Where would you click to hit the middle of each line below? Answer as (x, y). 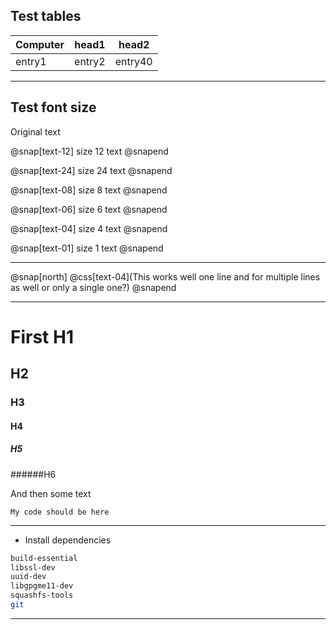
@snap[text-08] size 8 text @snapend (89, 190)
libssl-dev (33, 567)
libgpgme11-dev (42, 586)
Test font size (53, 107)
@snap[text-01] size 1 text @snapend (87, 248)
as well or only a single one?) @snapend (93, 287)
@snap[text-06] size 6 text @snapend (89, 209)
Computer (40, 44)
